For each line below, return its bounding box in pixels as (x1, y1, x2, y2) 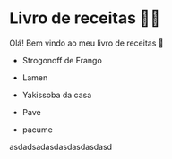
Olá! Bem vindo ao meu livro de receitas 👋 (9, 38, 164, 48)
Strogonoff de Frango (21, 54, 103, 65)
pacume (21, 124, 54, 135)
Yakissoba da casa (21, 89, 92, 100)
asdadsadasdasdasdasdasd (9, 141, 113, 152)
